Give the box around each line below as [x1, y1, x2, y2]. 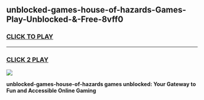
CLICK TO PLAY [6, 33, 53, 41]
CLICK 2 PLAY [6, 55, 49, 64]
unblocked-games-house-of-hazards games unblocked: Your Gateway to [6, 80, 196, 87]
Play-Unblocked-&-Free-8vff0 [6, 15, 123, 25]
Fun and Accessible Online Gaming [6, 87, 97, 94]
